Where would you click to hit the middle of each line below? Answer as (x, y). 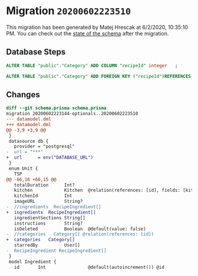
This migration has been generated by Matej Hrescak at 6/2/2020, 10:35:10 (97, 27)
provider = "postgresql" (44, 147)
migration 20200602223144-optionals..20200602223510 (72, 114)
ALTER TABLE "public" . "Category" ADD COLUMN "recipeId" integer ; (92, 65)
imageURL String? (48, 202)
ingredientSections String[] (49, 218)
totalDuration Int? (44, 185)
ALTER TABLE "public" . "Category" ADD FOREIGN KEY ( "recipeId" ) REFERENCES (99, 76)
